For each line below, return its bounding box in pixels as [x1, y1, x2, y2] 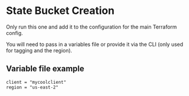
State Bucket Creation [6, 4, 115, 17]
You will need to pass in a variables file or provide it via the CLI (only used [6, 41, 184, 48]
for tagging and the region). [6, 47, 72, 54]
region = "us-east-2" [6, 84, 59, 90]
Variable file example [6, 64, 85, 74]
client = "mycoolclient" [6, 79, 66, 85]
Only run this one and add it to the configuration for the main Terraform [6, 23, 177, 30]
